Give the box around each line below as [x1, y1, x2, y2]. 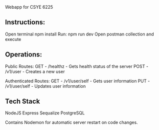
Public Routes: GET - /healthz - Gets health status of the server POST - [5, 63, 148, 69]
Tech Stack [5, 97, 40, 106]
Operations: [5, 51, 43, 59]
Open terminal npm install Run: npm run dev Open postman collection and [5, 31, 154, 37]
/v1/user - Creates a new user [5, 68, 65, 74]
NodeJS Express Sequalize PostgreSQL [5, 110, 85, 116]
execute [5, 36, 22, 42]
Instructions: [5, 18, 45, 26]
